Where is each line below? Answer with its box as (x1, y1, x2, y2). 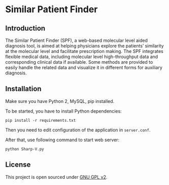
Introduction (5, 24, 46, 33)
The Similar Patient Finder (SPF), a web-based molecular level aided (5, 37, 148, 43)
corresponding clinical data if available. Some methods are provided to (5, 59, 153, 65)
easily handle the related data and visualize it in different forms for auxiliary (5, 65, 162, 70)
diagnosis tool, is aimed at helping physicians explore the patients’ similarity (5, 43, 164, 49)
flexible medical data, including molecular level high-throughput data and (5, 54, 158, 60)
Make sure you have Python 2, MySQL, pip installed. (5, 98, 115, 104)
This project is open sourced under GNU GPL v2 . (5, 174, 108, 180)
